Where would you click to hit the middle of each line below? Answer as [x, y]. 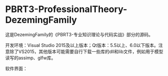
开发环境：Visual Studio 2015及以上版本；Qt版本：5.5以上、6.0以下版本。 [82, 45]
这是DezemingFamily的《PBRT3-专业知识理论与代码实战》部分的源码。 [79, 34]
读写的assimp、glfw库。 [31, 58]
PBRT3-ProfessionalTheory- [66, 9]
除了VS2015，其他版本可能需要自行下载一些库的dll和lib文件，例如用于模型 [86, 51]
